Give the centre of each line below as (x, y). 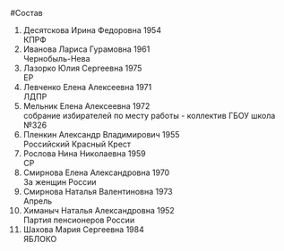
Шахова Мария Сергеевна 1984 (83, 230)
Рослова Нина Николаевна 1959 (84, 154)
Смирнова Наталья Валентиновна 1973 (98, 192)
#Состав (26, 13)
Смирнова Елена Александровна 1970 (96, 172)
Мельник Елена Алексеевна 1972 (86, 106)
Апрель (38, 201)
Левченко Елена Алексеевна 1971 (87, 87)
